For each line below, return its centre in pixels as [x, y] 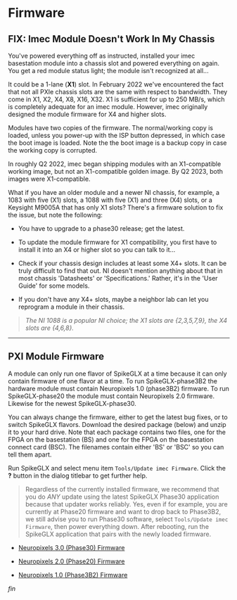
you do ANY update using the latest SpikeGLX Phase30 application [122, 497]
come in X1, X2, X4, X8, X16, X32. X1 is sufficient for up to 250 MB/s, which [116, 99]
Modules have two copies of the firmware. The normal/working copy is [111, 128]
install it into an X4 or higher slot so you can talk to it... [97, 250]
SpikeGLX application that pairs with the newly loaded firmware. [118, 534]
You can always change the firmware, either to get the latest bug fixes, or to [118, 417]
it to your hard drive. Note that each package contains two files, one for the [117, 432]
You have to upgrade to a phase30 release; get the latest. [101, 229]
